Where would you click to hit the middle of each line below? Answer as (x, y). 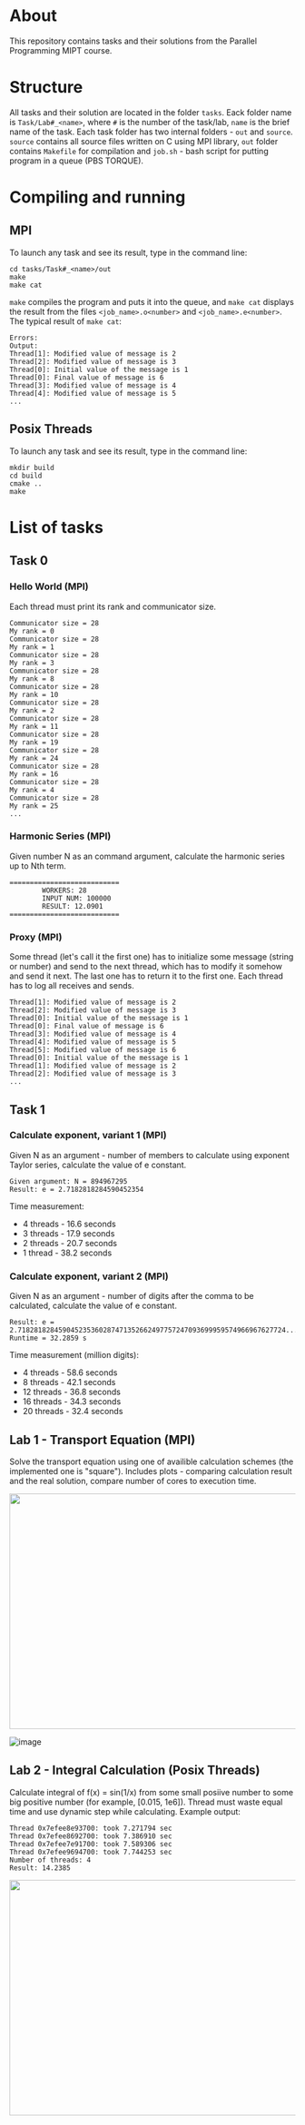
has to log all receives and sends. (72, 986)
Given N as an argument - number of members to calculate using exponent (150, 1155)
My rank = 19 (34, 742)
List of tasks (57, 527)
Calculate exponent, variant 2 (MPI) (89, 1276)
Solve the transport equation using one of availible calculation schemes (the (152, 1461)
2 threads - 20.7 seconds (70, 1243)
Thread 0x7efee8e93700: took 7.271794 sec (91, 1828)
